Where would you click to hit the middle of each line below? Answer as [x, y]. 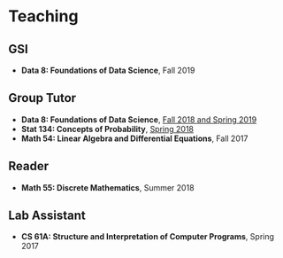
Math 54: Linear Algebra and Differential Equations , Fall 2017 [134, 138]
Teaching [43, 16]
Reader [29, 166]
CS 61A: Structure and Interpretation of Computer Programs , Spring [148, 237]
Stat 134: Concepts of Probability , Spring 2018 [107, 129]
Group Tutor [42, 98]
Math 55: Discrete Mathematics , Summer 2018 [108, 187]
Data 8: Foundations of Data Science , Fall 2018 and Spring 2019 [139, 119]
